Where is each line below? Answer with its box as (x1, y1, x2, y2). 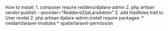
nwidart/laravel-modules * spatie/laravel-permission (5, 20, 113, 26)
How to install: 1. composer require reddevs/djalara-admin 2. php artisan (5, 4, 154, 10)
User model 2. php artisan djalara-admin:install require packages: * (5, 15, 144, 20)
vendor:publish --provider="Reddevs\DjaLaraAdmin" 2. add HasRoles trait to (5, 9, 163, 15)
